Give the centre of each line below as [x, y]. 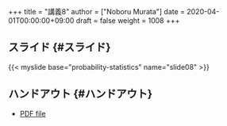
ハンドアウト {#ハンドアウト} [81, 94]
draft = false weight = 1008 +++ [128, 21]
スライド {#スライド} [60, 47]
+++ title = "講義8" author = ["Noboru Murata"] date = [96, 11]
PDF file [33, 113]
